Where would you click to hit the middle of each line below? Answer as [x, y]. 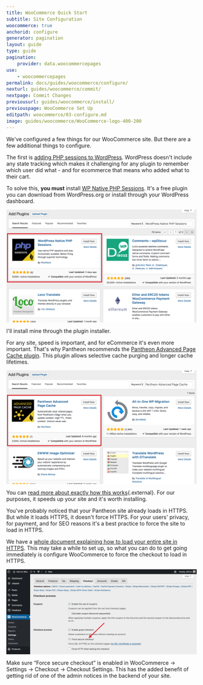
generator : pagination [35, 38]
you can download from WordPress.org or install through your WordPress [98, 195]
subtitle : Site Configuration [44, 19]
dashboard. [21, 201]
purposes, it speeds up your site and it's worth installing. [77, 499]
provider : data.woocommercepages [59, 63]
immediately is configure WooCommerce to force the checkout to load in [97, 554]
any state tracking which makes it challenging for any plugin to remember [98, 164]
